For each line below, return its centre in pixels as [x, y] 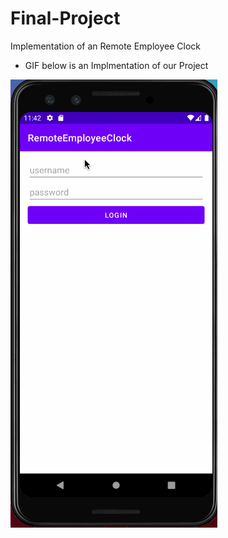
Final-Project [65, 18]
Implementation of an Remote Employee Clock [105, 46]
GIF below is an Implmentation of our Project [116, 65]
